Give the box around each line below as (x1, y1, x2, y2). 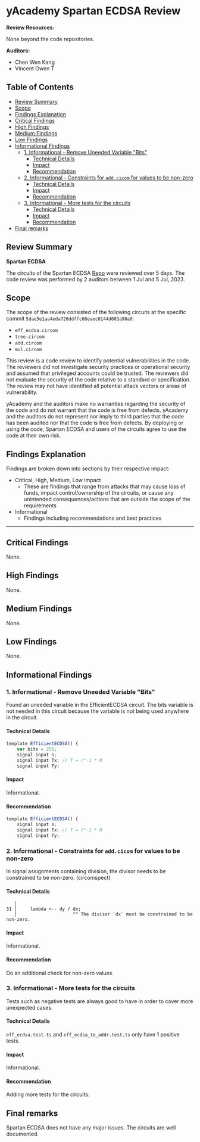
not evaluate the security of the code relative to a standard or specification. (6, 376, 191, 383)
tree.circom (14, 334, 45, 340)
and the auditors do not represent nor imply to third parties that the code (6, 413, 185, 420)
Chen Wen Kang (14, 58, 55, 66)
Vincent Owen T (14, 64, 55, 72)
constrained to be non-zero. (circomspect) (6, 874, 111, 881)
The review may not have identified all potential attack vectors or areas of (6, 383, 186, 390)
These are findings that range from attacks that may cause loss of (23, 483, 186, 490)
